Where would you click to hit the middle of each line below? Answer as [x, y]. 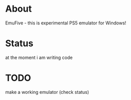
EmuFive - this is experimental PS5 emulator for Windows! [66, 23]
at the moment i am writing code [39, 57]
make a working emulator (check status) [47, 92]
